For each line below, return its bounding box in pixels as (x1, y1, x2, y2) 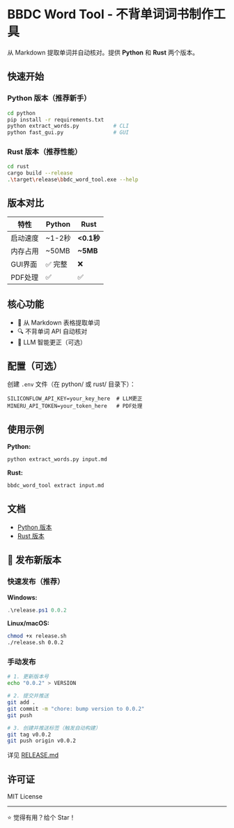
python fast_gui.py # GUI (7, 129, 130, 136)
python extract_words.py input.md (7, 456, 108, 463)
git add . (7, 699, 36, 706)
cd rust (7, 163, 30, 170)
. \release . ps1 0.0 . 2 (7, 607, 68, 614)
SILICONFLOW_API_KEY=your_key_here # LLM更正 (7, 395, 143, 402)
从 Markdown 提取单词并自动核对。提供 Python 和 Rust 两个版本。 (7, 48, 199, 57)
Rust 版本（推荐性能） (7, 147, 82, 157)
